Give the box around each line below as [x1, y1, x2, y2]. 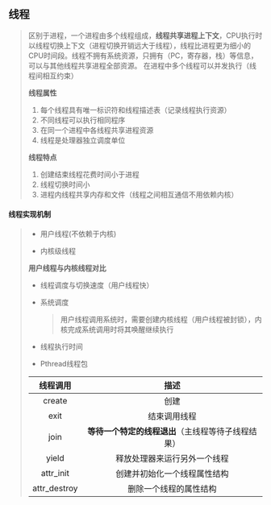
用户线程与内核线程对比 [27, 263, 106, 273]
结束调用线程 [148, 411, 197, 422]
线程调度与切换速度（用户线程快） [40, 280, 154, 290]
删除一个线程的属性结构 [127, 483, 217, 495]
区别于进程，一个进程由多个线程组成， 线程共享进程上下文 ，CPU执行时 [27, 31, 263, 40]
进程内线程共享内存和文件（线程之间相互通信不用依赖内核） [40, 189, 239, 199]
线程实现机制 [8, 209, 51, 219]
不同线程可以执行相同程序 [40, 115, 126, 125]
